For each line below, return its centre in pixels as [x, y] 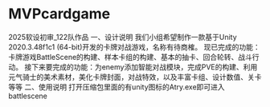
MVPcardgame [59, 14]
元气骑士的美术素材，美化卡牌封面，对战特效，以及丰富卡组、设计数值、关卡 [135, 77]
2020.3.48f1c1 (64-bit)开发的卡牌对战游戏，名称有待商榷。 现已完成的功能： [135, 47]
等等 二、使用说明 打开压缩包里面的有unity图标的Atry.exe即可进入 [117, 87]
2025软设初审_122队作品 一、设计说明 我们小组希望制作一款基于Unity [123, 37]
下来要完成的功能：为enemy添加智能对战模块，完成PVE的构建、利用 [144, 67]
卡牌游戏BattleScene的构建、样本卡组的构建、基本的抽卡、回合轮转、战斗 [131, 57]
